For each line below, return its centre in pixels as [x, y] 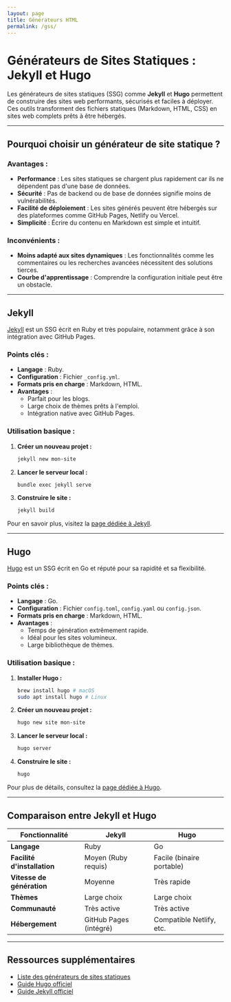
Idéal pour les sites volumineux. [72, 638]
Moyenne [99, 881]
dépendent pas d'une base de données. [74, 186]
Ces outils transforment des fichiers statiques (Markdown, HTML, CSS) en [112, 109]
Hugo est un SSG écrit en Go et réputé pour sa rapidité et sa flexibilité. [107, 568]
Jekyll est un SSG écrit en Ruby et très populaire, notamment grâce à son [111, 330]
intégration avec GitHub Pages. [51, 337]
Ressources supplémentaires [71, 960]
